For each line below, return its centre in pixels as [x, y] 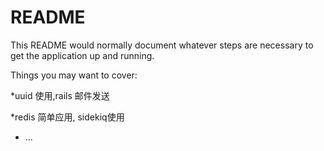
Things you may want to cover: [74, 75]
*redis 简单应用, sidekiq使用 [67, 117]
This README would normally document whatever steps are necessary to [162, 45]
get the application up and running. [82, 55]
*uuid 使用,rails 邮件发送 [60, 95]
